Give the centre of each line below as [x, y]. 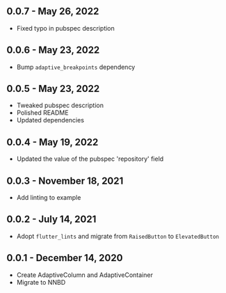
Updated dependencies [50, 120]
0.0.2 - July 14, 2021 [51, 220]
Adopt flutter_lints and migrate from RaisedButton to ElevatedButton [118, 236]
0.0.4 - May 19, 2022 [53, 142]
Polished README [42, 113]
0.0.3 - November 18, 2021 [65, 181]
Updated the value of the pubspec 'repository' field [90, 159]
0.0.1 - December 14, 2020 [65, 258]
